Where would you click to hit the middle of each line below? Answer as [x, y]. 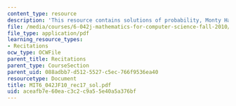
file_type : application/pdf [48, 33]
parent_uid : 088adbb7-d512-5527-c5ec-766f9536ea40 [83, 72]
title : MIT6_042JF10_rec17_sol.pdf [59, 85]
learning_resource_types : [45, 40]
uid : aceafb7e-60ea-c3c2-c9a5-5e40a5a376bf [72, 91]
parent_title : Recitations [47, 59]
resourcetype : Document [42, 78]
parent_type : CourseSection [48, 66]
